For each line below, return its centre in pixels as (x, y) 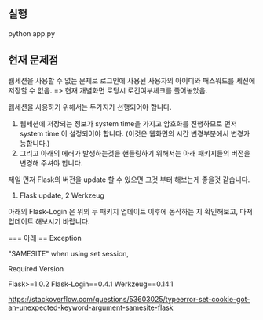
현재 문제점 (33, 60)
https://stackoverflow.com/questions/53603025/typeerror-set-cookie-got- (129, 299)
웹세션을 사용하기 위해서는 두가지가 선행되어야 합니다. (90, 107)
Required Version (36, 268)
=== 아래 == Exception (45, 238)
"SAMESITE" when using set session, (69, 253)
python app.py (32, 33)
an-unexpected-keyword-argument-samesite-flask (91, 307)
